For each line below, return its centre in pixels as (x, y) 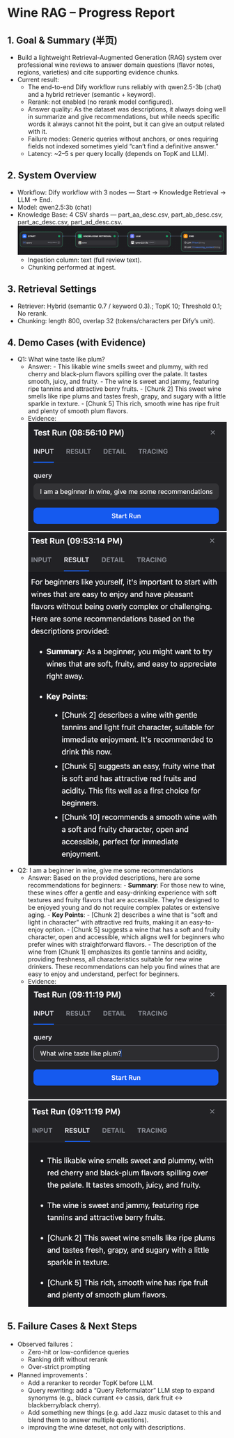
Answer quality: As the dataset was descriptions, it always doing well (127, 109)
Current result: (38, 79)
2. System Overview (52, 176)
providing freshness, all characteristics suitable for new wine (115, 959)
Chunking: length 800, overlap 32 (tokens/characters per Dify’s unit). (116, 320)
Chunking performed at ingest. (72, 267)
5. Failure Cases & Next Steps (72, 1326)
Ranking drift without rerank (68, 1359)
